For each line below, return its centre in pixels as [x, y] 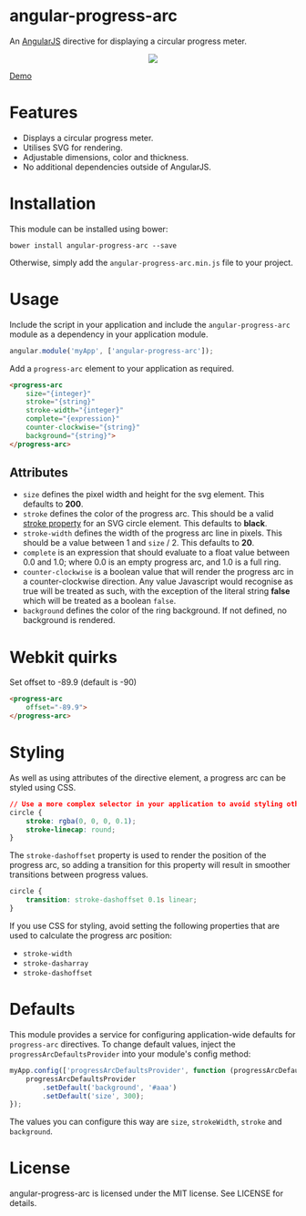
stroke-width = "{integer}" [75, 411]
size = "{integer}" [59, 393]
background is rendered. [69, 620]
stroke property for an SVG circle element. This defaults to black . [145, 524]
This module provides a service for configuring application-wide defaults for [153, 1034]
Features [44, 112]
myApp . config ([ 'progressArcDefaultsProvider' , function [117, 1070]
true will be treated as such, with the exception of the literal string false [156, 591]
